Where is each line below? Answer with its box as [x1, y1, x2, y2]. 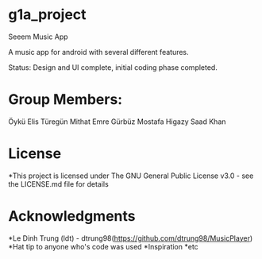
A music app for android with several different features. [8, 47, 189, 56]
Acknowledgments [8, 207, 137, 225]
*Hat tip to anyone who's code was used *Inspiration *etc [8, 242, 198, 251]
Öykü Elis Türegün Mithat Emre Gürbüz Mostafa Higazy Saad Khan [8, 117, 226, 126]
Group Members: [8, 91, 123, 109]
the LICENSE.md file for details [8, 179, 109, 188]
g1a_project [8, 6, 87, 24]
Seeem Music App [8, 32, 69, 41]
